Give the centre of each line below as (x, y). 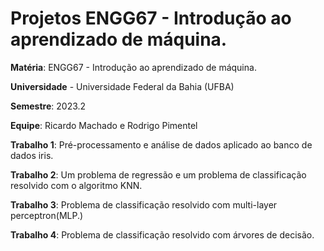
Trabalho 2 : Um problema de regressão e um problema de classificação (158, 174)
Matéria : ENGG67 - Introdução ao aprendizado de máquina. (133, 67)
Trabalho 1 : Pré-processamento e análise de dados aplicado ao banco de (161, 144)
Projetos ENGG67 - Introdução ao (151, 18)
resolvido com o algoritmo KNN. (76, 185)
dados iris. (32, 155)
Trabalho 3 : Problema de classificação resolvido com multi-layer (144, 204)
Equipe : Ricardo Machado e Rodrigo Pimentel (104, 125)
